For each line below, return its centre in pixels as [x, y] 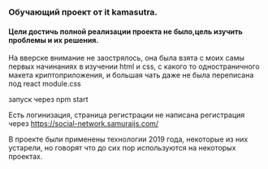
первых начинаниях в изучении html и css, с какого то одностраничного [134, 66]
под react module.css [45, 84]
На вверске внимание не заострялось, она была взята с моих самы [127, 58]
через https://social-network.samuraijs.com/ [84, 124]
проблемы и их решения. [54, 40]
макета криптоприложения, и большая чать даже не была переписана [131, 75]
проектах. [26, 157]
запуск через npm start [48, 99]
